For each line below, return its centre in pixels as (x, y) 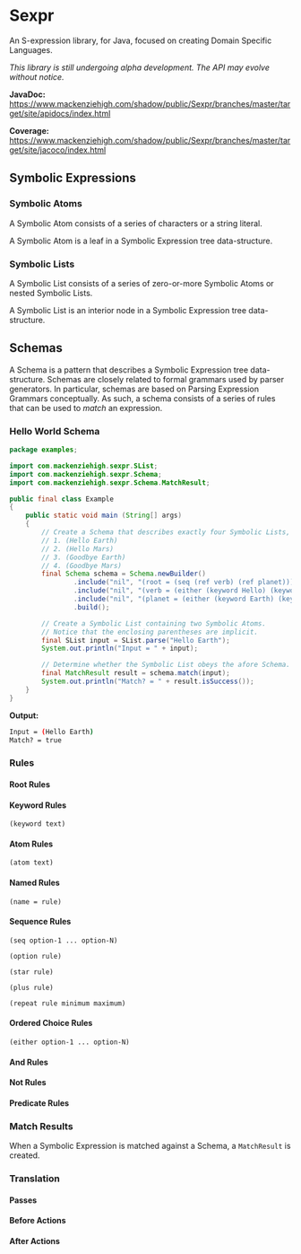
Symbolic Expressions (73, 178)
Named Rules (34, 882)
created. (25, 1155)
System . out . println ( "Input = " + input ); (120, 649)
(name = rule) (36, 902)
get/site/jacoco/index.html (58, 150)
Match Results (41, 1126)
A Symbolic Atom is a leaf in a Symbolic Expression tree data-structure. (141, 241)
